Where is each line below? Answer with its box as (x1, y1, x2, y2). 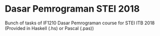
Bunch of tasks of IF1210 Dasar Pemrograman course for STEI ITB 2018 (5, 20, 155, 26)
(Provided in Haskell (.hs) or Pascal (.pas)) (5, 25, 94, 31)
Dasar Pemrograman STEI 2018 (5, 3, 140, 15)
